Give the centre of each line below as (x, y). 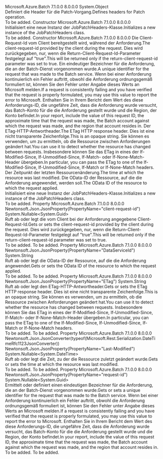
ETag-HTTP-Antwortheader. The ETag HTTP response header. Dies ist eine (80, 131)
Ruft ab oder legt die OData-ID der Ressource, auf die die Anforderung (76, 260)
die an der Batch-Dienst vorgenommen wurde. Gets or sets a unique (73, 390)
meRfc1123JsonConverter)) (32, 343)
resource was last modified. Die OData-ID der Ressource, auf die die (74, 178)
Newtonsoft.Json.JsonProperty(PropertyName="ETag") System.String (76, 281)
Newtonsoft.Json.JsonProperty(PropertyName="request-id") (66, 375)
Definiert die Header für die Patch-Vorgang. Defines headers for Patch (75, 12)
